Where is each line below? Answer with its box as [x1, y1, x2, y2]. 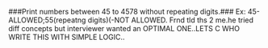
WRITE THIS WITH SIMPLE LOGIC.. [8, 32, 125, 42]
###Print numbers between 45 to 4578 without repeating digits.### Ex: [8, 7, 246, 16]
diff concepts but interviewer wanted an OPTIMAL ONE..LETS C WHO [8, 24, 241, 33]
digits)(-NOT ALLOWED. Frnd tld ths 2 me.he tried [87, 15, 254, 25]
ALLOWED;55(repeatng [8, 15, 86, 25]
